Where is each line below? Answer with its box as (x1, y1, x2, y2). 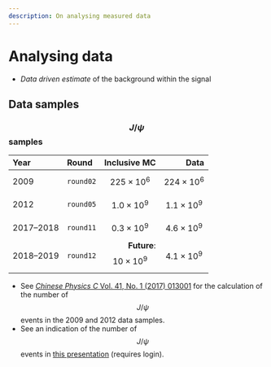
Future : (128, 240, 156, 251)
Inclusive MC (104, 157, 156, 168)
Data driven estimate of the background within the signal (20, 74, 212, 84)
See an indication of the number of (20, 323, 138, 334)
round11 (67, 223, 97, 232)
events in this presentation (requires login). (20, 349, 164, 359)
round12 (67, 251, 97, 260)
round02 (67, 177, 97, 186)
